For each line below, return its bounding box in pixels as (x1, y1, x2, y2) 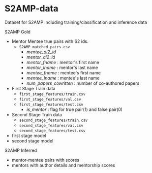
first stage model (11, 133, 46, 138)
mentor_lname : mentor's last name (26, 65, 98, 70)
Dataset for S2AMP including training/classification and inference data (4, 19, 147, 25)
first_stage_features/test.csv (19, 102, 84, 107)
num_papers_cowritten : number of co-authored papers (26, 80, 140, 86)
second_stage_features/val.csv (19, 123, 84, 128)
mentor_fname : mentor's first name (26, 59, 99, 65)
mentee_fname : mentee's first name (26, 69, 101, 75)
